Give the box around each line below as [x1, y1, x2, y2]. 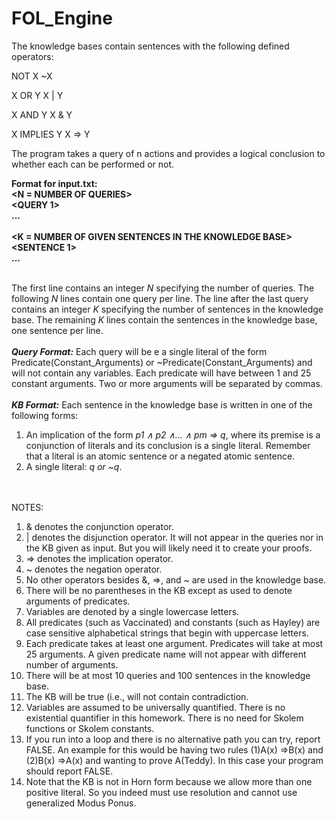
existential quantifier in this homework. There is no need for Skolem [25, 712, 304, 724]
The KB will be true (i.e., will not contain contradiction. [25, 690, 249, 702]
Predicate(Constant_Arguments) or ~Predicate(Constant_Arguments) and [11, 356, 313, 368]
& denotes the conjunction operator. [25, 520, 174, 532]
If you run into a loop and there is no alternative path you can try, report [25, 733, 321, 745]
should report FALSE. [25, 765, 114, 777]
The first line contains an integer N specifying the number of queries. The [11, 282, 315, 294]
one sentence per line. [11, 324, 104, 336]
